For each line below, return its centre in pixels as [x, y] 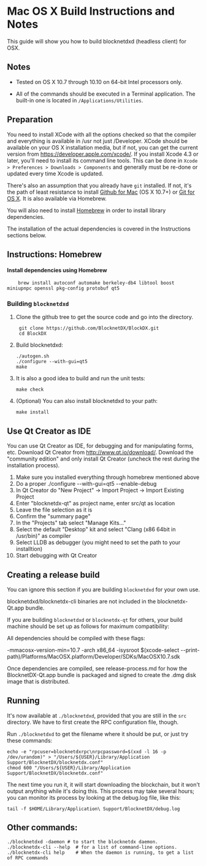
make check [30, 390]
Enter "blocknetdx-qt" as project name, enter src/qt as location [95, 504]
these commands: [30, 740]
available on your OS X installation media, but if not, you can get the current [102, 147]
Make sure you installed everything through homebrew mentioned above [108, 477]
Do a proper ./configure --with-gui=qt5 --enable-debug [86, 484]
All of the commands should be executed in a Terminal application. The [105, 94]
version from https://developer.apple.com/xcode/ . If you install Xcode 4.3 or [103, 154]
